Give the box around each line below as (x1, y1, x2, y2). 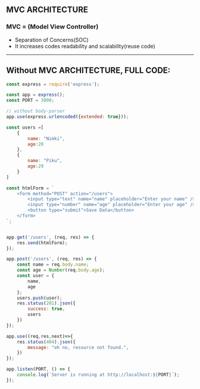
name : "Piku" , (27, 158, 62, 164)
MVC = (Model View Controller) (6, 23, 99, 31)
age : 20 (27, 141, 44, 147)
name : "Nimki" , (27, 135, 65, 142)
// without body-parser (6, 108, 65, 114)
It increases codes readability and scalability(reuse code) (14, 42, 156, 49)
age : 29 (27, 163, 44, 169)
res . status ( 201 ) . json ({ (17, 300, 76, 306)
